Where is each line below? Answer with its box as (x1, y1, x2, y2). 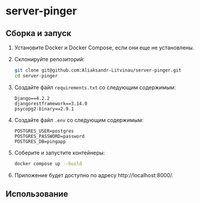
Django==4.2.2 (14, 95, 50, 101)
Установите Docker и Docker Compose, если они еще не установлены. (14, 44, 195, 51)
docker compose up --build (14, 160, 82, 166)
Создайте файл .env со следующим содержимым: (14, 116, 144, 124)
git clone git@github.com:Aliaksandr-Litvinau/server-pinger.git (14, 67, 181, 73)
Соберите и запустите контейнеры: (14, 149, 106, 156)
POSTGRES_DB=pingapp (14, 138, 66, 145)
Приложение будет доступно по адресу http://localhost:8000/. (14, 171, 174, 178)
